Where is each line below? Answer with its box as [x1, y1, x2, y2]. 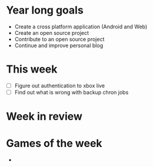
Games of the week [6, 137, 102, 150]
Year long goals [6, 4, 84, 17]
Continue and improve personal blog [14, 42, 104, 49]
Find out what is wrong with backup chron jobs [14, 89, 129, 96]
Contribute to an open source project [14, 35, 105, 42]
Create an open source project [14, 29, 89, 36]
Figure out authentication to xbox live [14, 82, 105, 89]
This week [6, 63, 58, 76]
